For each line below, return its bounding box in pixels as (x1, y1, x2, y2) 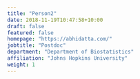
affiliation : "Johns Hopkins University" (7, 55, 128, 62)
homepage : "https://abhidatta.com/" (7, 36, 112, 43)
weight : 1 (7, 61, 36, 68)
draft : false (7, 23, 45, 30)
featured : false (7, 29, 54, 36)
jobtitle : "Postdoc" (7, 42, 67, 49)
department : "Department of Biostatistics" (7, 49, 134, 56)
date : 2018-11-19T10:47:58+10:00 (7, 16, 103, 23)
